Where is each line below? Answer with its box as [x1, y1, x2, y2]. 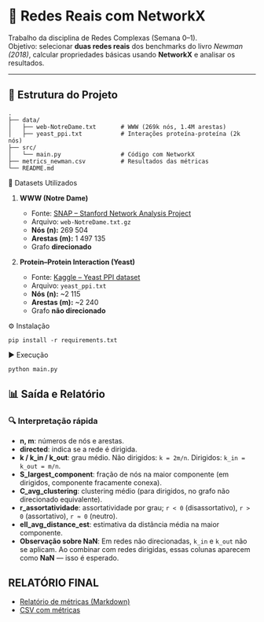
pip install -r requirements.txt [8, 336, 118, 344]
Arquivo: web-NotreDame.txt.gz [31, 216, 131, 226]
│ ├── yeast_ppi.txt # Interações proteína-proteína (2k [8, 130, 241, 138]
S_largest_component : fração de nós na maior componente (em [19, 469, 229, 479]
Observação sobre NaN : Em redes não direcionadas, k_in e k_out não [19, 536, 247, 546]
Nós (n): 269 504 [31, 225, 89, 234]
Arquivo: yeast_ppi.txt [31, 281, 107, 290]
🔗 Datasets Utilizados [8, 178, 78, 187]
